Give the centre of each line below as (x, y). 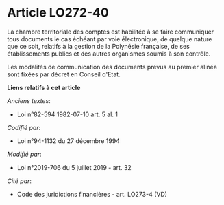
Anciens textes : (29, 100)
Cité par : (20, 181)
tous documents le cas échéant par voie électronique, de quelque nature (110, 39)
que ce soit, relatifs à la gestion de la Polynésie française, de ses (98, 46)
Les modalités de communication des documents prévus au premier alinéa (112, 67)
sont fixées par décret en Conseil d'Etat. (64, 74)
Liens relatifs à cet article (44, 87)
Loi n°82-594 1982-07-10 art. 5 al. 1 (67, 114)
